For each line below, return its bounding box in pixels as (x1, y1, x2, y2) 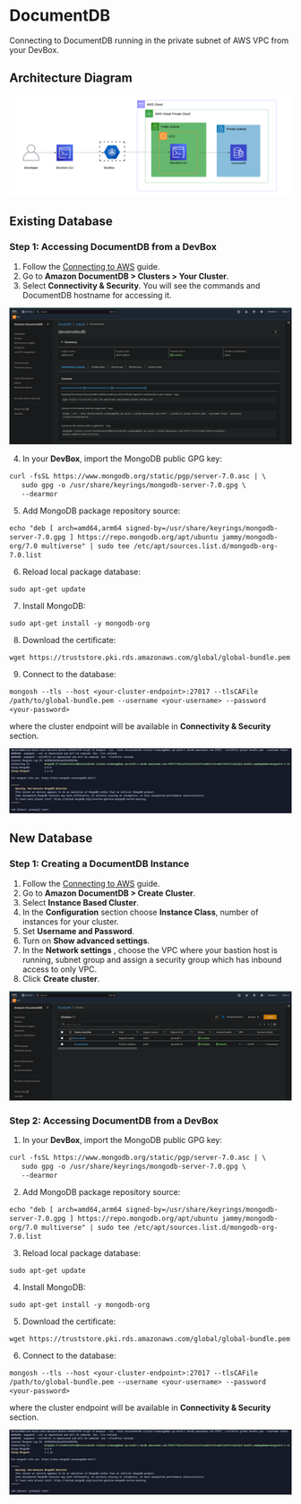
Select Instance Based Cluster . (21, 897, 139, 907)
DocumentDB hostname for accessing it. (21, 289, 172, 300)
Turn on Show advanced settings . (21, 935, 150, 946)
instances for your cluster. (21, 915, 119, 927)
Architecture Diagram (9, 71, 133, 86)
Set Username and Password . (21, 925, 135, 936)
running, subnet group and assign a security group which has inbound (21, 954, 282, 965)
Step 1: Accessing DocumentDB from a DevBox (9, 241, 218, 254)
